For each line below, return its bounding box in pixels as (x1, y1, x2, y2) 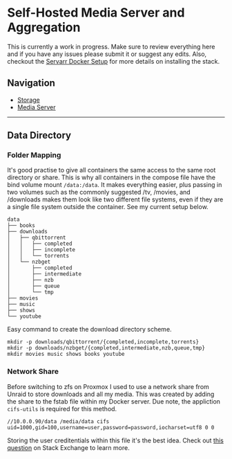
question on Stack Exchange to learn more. (7, 443, 130, 451)
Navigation (7, 78, 55, 89)
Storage (17, 96, 40, 104)
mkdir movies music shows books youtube (7, 351, 126, 358)
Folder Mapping (7, 150, 61, 160)
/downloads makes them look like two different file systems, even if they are (7, 195, 224, 204)
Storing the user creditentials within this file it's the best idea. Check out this (7, 436, 224, 444)
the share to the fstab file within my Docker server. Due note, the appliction (7, 397, 221, 406)
